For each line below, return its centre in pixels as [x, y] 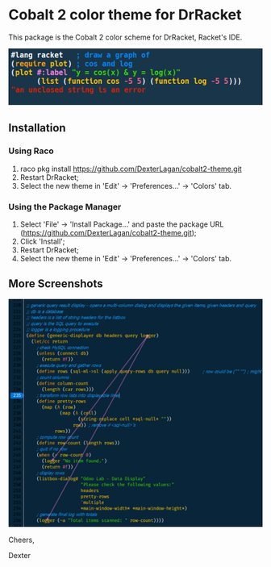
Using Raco [31, 151]
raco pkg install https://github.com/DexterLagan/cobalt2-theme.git [131, 169]
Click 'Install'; [42, 241]
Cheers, [21, 540]
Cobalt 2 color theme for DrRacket [125, 15]
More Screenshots [56, 284]
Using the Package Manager [65, 206]
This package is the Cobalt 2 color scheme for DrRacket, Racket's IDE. [125, 37]
